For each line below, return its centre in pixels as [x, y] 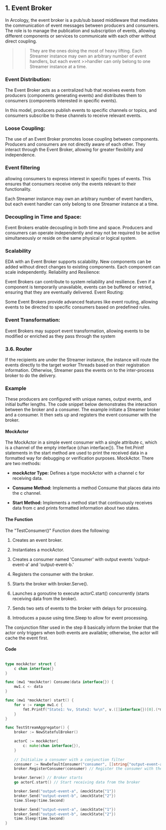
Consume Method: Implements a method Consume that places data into [86, 488]
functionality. [19, 189]
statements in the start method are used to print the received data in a [76, 453]
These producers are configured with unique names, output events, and [78, 399]
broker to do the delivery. [31, 375]
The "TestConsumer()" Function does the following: [58, 530]
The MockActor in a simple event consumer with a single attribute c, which [81, 442]
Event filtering [23, 168]
